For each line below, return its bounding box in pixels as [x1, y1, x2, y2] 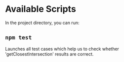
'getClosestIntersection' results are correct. [5, 51, 94, 57]
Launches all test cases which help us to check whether [5, 46, 120, 52]
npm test [5, 34, 32, 41]
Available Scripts [5, 3, 77, 15]
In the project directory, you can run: [5, 20, 80, 26]
